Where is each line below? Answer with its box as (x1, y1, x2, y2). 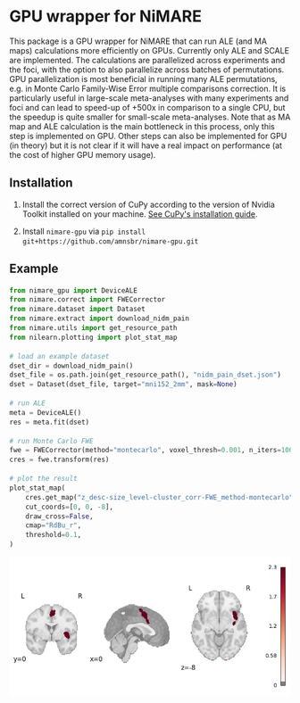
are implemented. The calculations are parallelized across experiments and (9, 54, 286, 65)
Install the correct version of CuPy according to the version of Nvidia (21, 199, 275, 210)
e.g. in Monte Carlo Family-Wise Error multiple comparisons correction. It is (9, 83, 287, 94)
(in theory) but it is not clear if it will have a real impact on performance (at (9, 140, 283, 151)
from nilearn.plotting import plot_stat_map (9, 333, 178, 342)
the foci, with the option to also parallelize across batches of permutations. (9, 64, 285, 75)
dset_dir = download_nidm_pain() (9, 361, 134, 370)
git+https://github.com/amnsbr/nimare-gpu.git (21, 236, 199, 246)
